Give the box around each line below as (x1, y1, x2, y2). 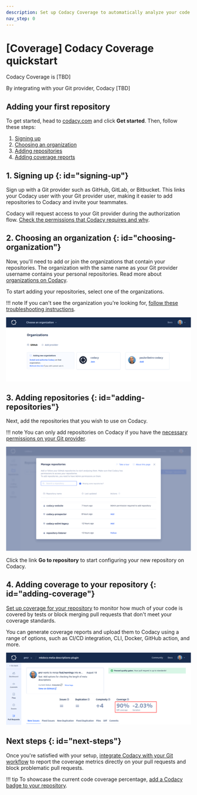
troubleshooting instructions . (6, 305, 76, 312)
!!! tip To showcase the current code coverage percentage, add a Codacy (6, 776, 183, 783)
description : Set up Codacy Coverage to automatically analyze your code (6, 9, 191, 15)
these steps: (6, 124, 36, 131)
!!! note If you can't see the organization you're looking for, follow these (6, 299, 178, 306)
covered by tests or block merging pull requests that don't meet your (6, 610, 172, 618)
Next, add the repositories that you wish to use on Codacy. (6, 417, 148, 424)
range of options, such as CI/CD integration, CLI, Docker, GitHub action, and (6, 634, 190, 641)
